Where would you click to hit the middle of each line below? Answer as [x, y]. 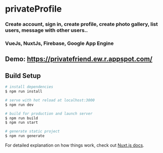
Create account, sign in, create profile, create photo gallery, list [81, 24]
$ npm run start [21, 123]
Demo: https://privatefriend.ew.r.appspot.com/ [79, 59]
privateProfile [33, 9]
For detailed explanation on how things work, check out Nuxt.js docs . [75, 145]
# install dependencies [29, 87]
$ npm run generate [25, 136]
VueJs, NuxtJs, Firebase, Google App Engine [59, 43]
